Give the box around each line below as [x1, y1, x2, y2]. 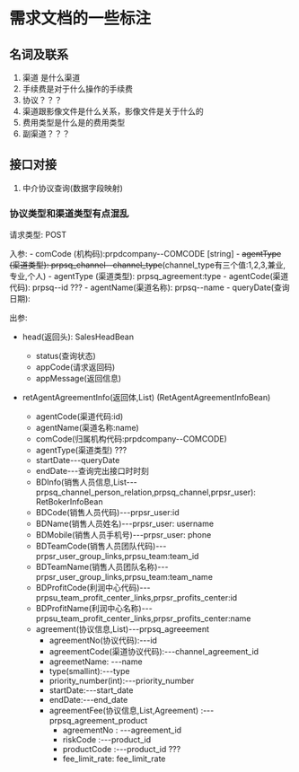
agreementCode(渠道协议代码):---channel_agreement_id [48, 646, 259, 657]
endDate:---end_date [48, 695, 128, 706]
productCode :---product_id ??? [62, 744, 181, 755]
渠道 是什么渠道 [22, 73, 81, 83]
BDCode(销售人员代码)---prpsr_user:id [35, 507, 180, 518]
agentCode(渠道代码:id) [35, 411, 124, 422]
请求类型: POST [9, 230, 67, 241]
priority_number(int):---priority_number [48, 675, 195, 687]
